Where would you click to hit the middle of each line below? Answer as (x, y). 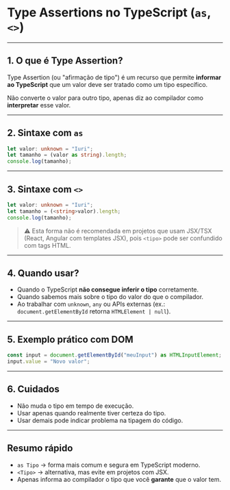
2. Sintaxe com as (45, 133)
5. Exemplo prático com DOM (70, 339)
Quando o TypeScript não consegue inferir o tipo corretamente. (108, 289)
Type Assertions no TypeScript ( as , (109, 13)
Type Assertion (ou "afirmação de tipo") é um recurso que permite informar (114, 77)
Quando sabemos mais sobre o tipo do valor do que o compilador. (110, 297)
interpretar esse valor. (39, 105)
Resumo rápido (40, 449)
